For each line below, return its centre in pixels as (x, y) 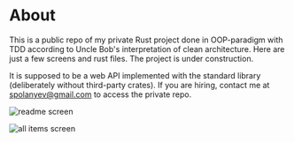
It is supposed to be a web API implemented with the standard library (135, 75)
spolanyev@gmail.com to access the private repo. (101, 94)
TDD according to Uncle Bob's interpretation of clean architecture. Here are (147, 49)
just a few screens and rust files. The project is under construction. (132, 58)
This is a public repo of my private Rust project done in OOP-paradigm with (146, 40)
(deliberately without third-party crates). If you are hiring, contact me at (139, 85)
